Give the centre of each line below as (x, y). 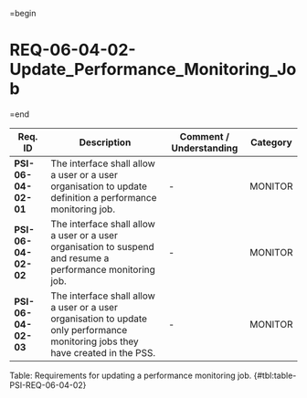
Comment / (205, 136)
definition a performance (103, 197)
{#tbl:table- (275, 375)
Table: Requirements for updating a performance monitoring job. (131, 375)
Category (271, 142)
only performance (89, 330)
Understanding (205, 148)
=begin (23, 13)
